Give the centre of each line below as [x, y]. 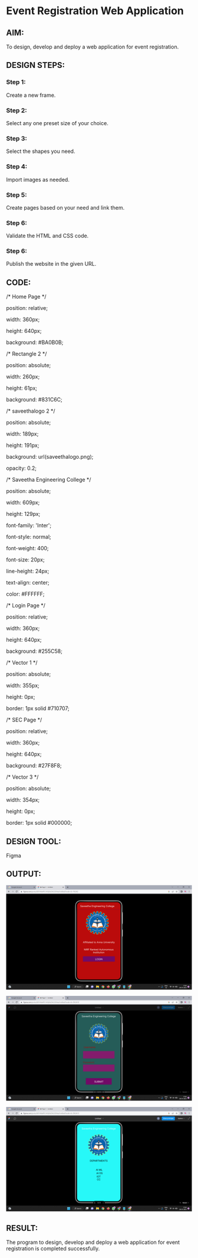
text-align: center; [28, 583]
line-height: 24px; [28, 571]
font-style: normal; [29, 537]
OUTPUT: [24, 874]
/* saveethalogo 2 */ [31, 411]
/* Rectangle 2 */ [27, 354]
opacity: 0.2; [22, 468]
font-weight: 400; [27, 548]
